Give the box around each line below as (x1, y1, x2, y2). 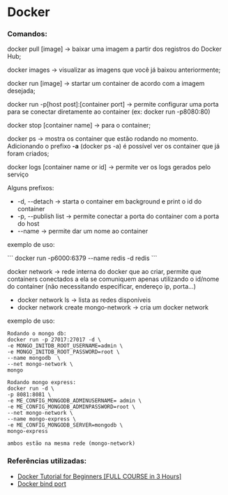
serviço (7, 170, 29, 178)
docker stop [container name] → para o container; (7, 121, 151, 130)
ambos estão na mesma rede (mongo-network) (7, 440, 136, 447)
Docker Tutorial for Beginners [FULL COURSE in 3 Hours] (17, 472, 182, 480)
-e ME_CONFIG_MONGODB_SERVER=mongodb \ (7, 422, 123, 429)
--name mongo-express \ (7, 416, 77, 422)
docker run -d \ (7, 385, 54, 393)
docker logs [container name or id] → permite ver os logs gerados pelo (7, 163, 211, 172)
